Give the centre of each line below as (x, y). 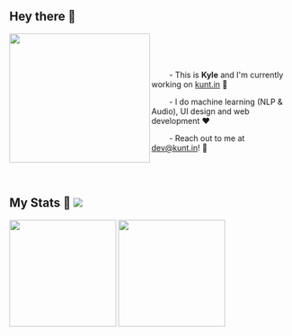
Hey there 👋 (43, 17)
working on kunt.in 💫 (190, 84)
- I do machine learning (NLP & (226, 102)
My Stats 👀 (40, 203)
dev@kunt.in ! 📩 (180, 147)
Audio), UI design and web (200, 111)
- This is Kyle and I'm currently (226, 75)
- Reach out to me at (207, 138)
